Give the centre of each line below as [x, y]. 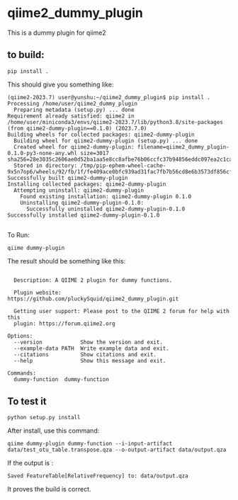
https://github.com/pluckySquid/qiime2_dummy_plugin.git [93, 299]
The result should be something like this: [67, 261]
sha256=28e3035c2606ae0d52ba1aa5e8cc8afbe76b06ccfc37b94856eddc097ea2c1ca [120, 159]
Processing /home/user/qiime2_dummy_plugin [73, 103]
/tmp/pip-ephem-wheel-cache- [123, 165]
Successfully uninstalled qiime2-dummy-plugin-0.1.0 [106, 209]
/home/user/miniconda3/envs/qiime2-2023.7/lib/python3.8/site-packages [115, 122]
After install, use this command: [53, 431]
